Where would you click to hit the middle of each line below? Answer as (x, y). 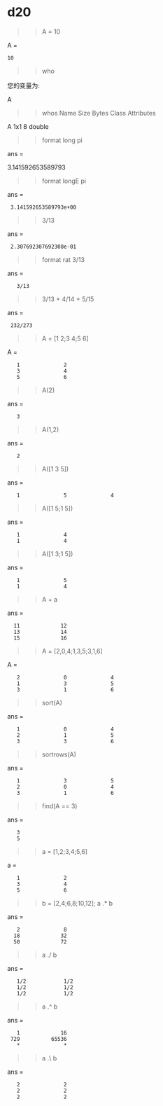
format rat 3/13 (63, 259)
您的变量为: (24, 85)
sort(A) (52, 703)
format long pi (62, 140)
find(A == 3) (59, 806)
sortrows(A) (59, 754)
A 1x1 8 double (28, 126)
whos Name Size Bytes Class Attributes (99, 113)
